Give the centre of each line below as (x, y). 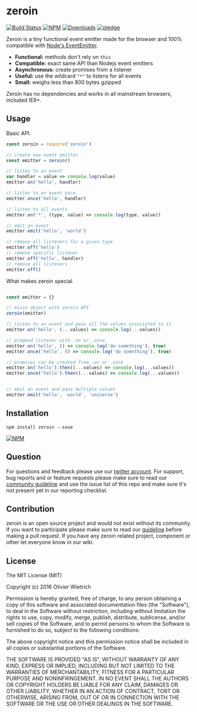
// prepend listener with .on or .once (56, 340)
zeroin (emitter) (26, 313)
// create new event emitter (42, 155)
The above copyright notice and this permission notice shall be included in (97, 642)
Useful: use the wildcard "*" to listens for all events (78, 76)
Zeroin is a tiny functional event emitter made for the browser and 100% (94, 39)
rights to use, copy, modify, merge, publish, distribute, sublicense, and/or (96, 617)
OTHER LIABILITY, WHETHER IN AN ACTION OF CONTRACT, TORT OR (93, 691)
